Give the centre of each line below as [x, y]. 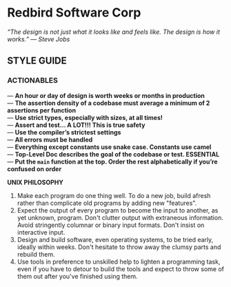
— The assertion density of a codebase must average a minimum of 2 [109, 103]
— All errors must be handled [50, 139]
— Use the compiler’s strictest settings [64, 132]
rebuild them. [36, 254]
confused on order [34, 169]
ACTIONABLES [33, 81]
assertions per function [42, 110]
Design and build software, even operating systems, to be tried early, [115, 239]
